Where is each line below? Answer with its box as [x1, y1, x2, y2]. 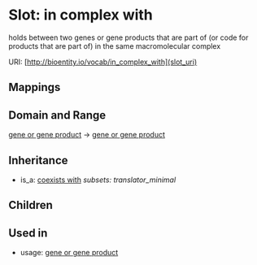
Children [8, 198, 53, 212]
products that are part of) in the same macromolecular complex [8, 41, 221, 50]
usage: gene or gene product [20, 248, 119, 258]
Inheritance [8, 153, 68, 167]
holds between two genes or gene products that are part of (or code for [8, 33, 249, 42]
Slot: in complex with [8, 6, 153, 24]
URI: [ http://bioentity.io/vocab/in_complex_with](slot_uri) [8, 57, 198, 67]
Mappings [8, 80, 61, 94]
